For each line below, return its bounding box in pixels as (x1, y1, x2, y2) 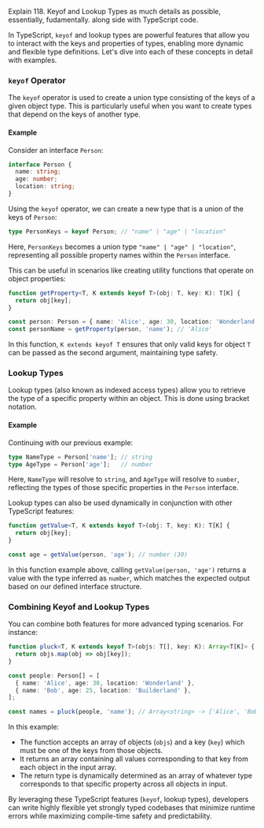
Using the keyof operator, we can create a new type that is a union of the (8, 204, 244, 213)
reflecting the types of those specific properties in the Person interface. (8, 483, 239, 492)
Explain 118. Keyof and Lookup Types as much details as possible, (8, 7, 222, 16)
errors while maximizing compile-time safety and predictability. (8, 811, 212, 821)
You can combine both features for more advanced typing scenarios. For (8, 619, 244, 629)
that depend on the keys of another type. (8, 110, 141, 119)
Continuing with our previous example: (8, 437, 134, 447)
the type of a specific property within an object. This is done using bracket (8, 394, 250, 403)
